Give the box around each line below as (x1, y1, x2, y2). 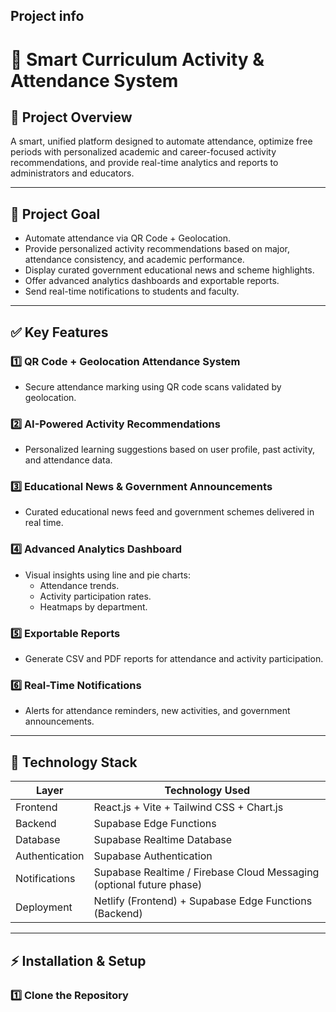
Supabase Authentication (93, 849, 213, 863)
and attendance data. (24, 454, 113, 466)
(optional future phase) (93, 878, 203, 892)
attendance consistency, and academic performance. (24, 254, 245, 266)
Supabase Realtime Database (93, 833, 233, 847)
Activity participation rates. (39, 590, 152, 602)
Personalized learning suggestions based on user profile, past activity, (24, 444, 315, 456)
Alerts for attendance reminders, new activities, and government (24, 705, 291, 717)
